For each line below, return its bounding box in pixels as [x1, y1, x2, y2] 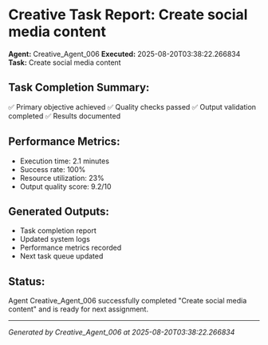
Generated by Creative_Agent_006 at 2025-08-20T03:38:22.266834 [8, 327, 235, 337]
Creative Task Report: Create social [8, 6, 248, 24]
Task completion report [19, 226, 97, 235]
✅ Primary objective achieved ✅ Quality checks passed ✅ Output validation [8, 102, 257, 111]
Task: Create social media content [8, 58, 121, 67]
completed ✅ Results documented [8, 110, 121, 121]
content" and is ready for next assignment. [8, 304, 149, 314]
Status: [8, 275, 45, 288]
